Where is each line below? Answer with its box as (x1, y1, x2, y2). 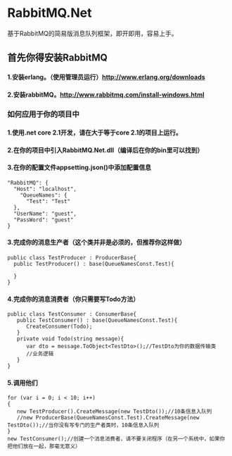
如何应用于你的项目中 (7, 109, 79, 119)
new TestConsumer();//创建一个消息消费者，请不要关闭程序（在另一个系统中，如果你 (7, 436, 226, 443)
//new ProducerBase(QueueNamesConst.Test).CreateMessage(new (16, 414, 200, 421)
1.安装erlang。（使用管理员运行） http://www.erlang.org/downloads (7, 73, 205, 81)
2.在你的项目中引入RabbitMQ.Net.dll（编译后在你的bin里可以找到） (7, 146, 204, 154)
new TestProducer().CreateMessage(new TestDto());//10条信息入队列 (16, 408, 212, 415)
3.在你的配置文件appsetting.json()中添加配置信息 (7, 164, 152, 172)
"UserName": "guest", (13, 210, 77, 217)
